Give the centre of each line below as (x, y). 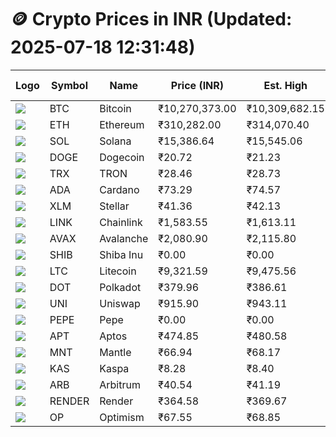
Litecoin (118, 271)
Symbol (69, 85)
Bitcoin (115, 108)
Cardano (119, 189)
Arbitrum (120, 384)
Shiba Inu (121, 254)
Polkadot (120, 287)
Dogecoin (122, 157)
